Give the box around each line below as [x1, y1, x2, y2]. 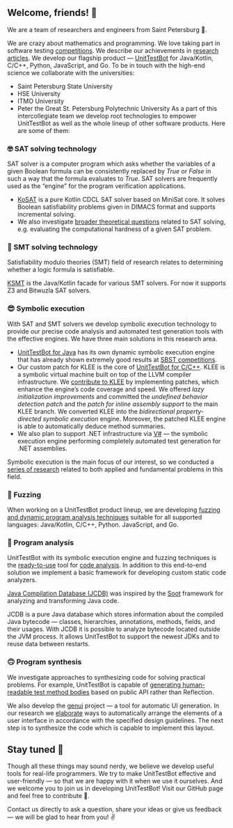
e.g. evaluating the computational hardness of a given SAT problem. [17, 225, 212, 233]
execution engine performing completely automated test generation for [17, 437, 221, 445]
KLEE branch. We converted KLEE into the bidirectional [17, 407, 175, 415]
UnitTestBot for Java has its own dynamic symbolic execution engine [17, 347, 215, 356]
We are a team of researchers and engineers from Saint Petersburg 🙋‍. [7, 25, 207, 33]
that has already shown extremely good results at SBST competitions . [17, 355, 218, 364]
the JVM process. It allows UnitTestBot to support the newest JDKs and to [7, 632, 220, 641]
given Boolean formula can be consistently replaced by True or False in [7, 167, 211, 175]
